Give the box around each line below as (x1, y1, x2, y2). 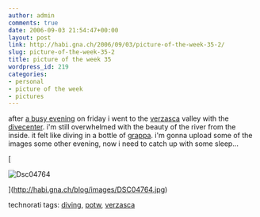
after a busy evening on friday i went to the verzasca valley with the (8, 114, 229, 123)
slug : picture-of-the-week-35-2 (8, 48, 115, 56)
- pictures (8, 92, 44, 100)
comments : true (8, 19, 59, 27)
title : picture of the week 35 (8, 56, 112, 64)
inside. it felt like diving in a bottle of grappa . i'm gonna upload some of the (8, 131, 253, 140)
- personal (8, 77, 44, 85)
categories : (8, 70, 48, 78)
